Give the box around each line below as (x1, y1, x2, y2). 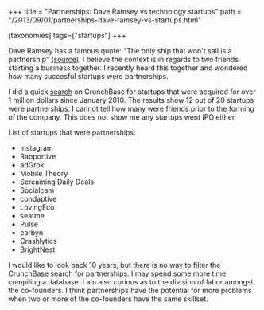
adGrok (19, 160, 45, 170)
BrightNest (19, 245, 56, 254)
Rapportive (19, 151, 56, 161)
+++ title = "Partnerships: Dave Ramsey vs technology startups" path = (8, 7, 242, 16)
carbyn (19, 228, 44, 237)
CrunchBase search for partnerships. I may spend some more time (8, 269, 227, 278)
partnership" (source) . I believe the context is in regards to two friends (8, 55, 239, 64)
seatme (19, 211, 45, 220)
